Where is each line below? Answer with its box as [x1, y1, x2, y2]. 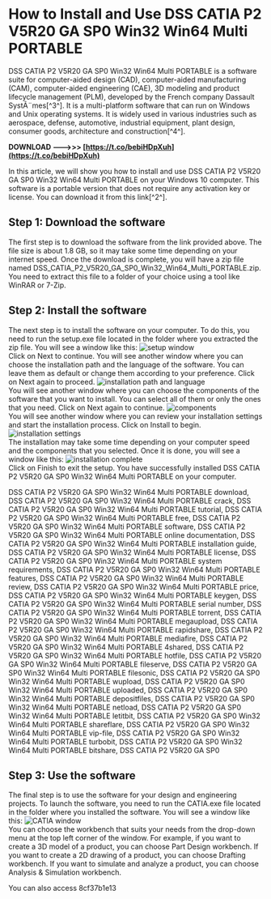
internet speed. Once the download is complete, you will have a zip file [8, 254, 244, 264]
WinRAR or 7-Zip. [8, 280, 66, 290]
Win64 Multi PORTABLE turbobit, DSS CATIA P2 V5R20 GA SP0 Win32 [8, 736, 243, 746]
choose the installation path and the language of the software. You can [8, 360, 244, 369]
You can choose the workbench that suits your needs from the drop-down [8, 824, 256, 834]
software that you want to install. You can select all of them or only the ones [8, 394, 261, 403]
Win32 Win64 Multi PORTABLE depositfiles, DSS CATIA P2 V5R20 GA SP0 [8, 693, 255, 703]
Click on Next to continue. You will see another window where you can [8, 351, 243, 360]
